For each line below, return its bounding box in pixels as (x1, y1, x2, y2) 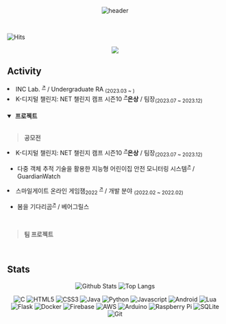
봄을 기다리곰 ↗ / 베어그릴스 (16, 202, 90, 211)
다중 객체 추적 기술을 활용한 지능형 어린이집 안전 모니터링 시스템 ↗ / (16, 163, 195, 172)
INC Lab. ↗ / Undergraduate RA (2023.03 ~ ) (16, 83, 135, 95)
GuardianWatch (16, 172, 61, 180)
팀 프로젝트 (23, 230, 53, 239)
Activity (7, 66, 42, 77)
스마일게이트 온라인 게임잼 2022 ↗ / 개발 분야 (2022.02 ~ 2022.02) (16, 185, 184, 196)
